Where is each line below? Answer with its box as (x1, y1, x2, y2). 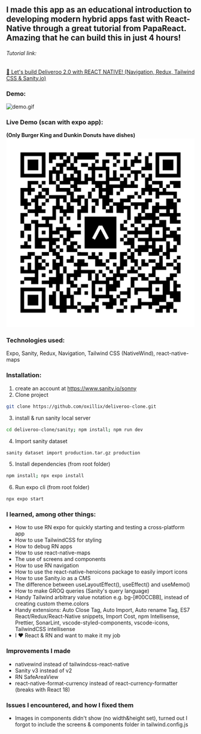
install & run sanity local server (14, 414, 91, 421)
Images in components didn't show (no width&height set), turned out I (14, 715, 188, 722)
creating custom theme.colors (14, 600, 89, 607)
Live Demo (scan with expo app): (6, 118, 103, 126)
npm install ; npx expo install (6, 473, 84, 479)
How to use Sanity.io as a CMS (14, 575, 91, 582)
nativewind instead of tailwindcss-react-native (14, 660, 130, 668)
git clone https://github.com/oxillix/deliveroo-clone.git (6, 404, 157, 410)
